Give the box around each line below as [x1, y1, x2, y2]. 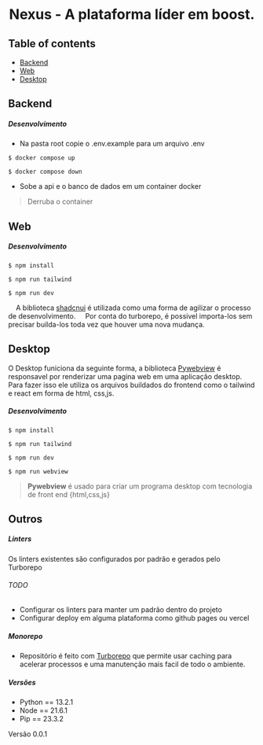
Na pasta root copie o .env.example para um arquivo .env [19, 139, 206, 149]
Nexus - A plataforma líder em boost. [9, 6, 255, 24]
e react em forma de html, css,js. [8, 388, 115, 398]
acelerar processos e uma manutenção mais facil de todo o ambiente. [19, 659, 246, 669]
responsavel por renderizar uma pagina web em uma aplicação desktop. [8, 371, 243, 381]
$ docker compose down [8, 168, 82, 176]
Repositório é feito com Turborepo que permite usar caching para [19, 651, 232, 661]
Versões [8, 677, 37, 687]
